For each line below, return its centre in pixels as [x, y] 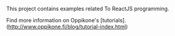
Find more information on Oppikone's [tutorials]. [66, 20]
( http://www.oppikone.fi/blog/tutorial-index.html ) [67, 27]
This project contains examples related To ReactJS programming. [88, 9]
